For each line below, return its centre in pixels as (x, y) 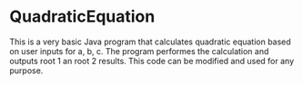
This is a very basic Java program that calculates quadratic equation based (150, 42)
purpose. (26, 71)
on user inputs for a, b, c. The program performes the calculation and (139, 51)
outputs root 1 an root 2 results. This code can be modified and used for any (152, 61)
